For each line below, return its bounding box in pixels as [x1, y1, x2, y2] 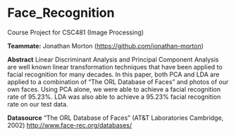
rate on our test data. [7, 100, 68, 108]
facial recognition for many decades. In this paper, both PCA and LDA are [7, 70, 220, 79]
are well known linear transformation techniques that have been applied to [7, 62, 223, 71]
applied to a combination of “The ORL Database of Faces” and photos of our [7, 77, 229, 86]
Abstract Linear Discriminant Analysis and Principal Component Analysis [7, 55, 219, 64]
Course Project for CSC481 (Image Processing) [7, 28, 144, 36]
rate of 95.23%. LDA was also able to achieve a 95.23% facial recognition [7, 93, 221, 101]
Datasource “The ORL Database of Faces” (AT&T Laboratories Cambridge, [7, 114, 224, 122]
